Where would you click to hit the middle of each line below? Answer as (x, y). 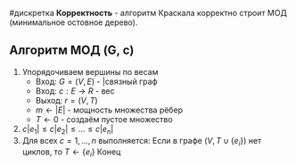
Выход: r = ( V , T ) (66, 100)
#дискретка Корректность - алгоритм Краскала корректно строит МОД (148, 13)
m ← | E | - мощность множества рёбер (109, 110)
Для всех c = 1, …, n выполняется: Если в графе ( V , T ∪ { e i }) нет (142, 141)
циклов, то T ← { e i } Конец (71, 153)
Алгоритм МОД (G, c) (72, 50)
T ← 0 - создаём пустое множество (104, 119)
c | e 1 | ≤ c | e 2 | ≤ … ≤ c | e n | (68, 130)
